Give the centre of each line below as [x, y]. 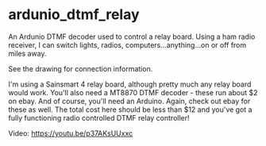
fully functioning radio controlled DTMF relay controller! [99, 117]
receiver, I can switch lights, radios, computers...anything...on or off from [127, 44]
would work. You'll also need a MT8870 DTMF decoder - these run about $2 [133, 92]
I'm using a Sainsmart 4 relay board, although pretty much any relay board [130, 84]
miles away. [27, 53]
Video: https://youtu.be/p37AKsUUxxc [71, 133]
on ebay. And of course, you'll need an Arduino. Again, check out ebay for [129, 101]
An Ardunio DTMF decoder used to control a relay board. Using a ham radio [132, 36]
